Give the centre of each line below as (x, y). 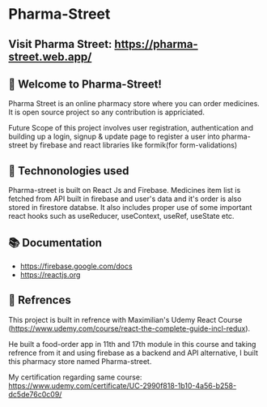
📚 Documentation (55, 243)
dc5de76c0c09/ (35, 394)
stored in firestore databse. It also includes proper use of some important (130, 208)
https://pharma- (156, 44)
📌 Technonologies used (69, 171)
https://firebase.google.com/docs (76, 266)
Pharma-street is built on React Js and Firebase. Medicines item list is (125, 191)
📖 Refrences (40, 300)
